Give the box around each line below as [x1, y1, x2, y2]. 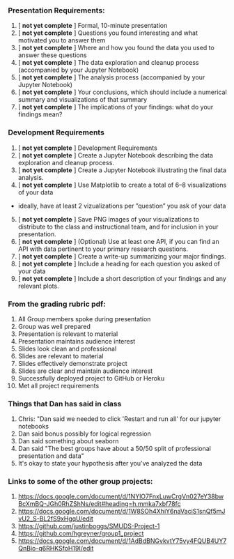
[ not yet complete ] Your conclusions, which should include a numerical [17, 88, 227, 96]
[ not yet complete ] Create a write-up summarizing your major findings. [17, 252, 226, 260]
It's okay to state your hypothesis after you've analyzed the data [17, 459, 203, 468]
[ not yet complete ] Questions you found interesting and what [17, 29, 198, 37]
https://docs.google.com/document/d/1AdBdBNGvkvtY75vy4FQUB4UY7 [17, 537, 227, 545]
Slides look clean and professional [17, 344, 117, 353]
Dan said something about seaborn [17, 437, 119, 445]
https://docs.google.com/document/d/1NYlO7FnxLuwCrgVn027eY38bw [17, 492, 224, 500]
